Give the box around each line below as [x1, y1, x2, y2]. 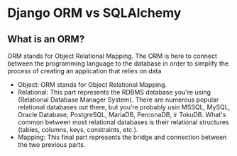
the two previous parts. [17, 140, 86, 149]
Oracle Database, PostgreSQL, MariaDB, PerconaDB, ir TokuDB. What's [17, 111, 226, 119]
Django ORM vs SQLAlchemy [7, 5, 182, 21]
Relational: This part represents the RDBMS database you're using [17, 88, 211, 96]
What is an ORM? [7, 33, 85, 45]
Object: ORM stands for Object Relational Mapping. [17, 80, 167, 89]
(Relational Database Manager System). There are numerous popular [17, 95, 219, 104]
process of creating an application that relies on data [7, 67, 162, 75]
